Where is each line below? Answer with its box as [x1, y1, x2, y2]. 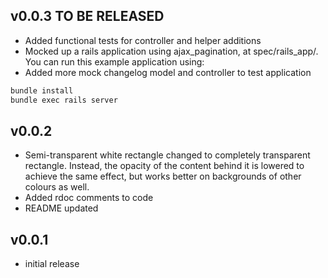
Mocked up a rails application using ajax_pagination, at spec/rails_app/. [24, 45, 319, 57]
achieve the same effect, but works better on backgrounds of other [24, 170, 302, 183]
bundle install [10, 85, 74, 96]
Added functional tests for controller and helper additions [24, 34, 262, 46]
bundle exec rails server [10, 95, 118, 105]
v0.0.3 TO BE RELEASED [10, 8, 165, 25]
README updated [24, 202, 99, 214]
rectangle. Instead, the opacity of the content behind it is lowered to [24, 160, 305, 172]
